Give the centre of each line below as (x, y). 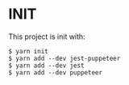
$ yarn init (28, 51)
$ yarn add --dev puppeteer (56, 72)
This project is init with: (47, 36)
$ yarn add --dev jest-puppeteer (64, 58)
